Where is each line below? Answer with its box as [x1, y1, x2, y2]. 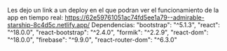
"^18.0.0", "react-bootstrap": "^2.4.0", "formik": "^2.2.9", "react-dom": [7, 28, 209, 36]
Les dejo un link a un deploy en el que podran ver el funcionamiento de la [7, 6, 219, 14]
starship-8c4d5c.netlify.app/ [7, 21, 90, 29]
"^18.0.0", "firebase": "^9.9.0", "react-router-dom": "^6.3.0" [7, 36, 177, 44]
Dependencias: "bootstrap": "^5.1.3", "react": [91, 21, 221, 29]
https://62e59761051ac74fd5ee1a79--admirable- [64, 13, 205, 22]
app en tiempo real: [7, 13, 64, 22]
